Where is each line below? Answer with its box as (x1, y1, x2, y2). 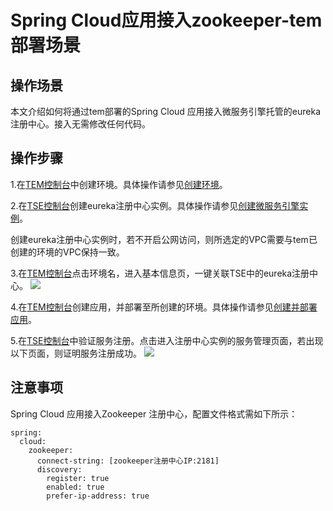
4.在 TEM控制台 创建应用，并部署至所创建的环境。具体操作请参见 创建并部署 (10, 301, 318, 313)
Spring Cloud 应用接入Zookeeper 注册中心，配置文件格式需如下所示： (10, 407, 298, 420)
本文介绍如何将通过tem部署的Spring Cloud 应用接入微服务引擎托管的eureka (10, 106, 322, 117)
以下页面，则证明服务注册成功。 (10, 347, 142, 359)
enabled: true (46, 482, 105, 492)
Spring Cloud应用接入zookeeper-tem (10, 9, 323, 32)
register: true (46, 473, 110, 483)
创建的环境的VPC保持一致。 (10, 246, 125, 258)
